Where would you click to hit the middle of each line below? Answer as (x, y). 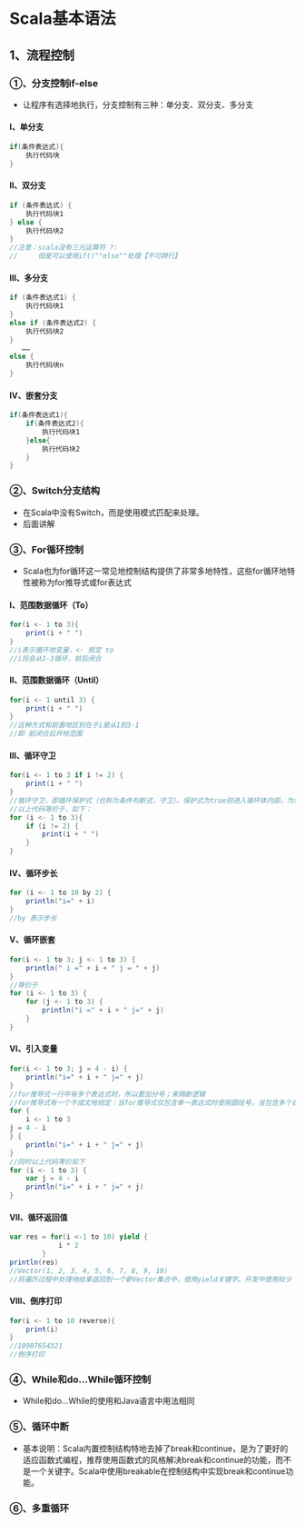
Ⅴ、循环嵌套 (33, 940)
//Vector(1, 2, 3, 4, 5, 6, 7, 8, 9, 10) (89, 1270)
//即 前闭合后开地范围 (46, 734)
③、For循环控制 (47, 549)
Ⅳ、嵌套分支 (34, 395)
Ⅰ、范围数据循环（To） (51, 604)
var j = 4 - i (52, 1179)
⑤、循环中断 (39, 1427)
